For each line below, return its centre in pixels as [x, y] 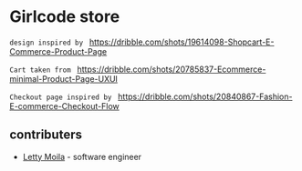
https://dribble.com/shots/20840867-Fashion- [205, 96]
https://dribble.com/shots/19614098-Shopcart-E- [182, 42]
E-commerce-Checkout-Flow [65, 106]
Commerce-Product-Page [58, 51]
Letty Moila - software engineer [82, 156]
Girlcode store [65, 17]
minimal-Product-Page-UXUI [64, 78]
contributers [46, 135]
